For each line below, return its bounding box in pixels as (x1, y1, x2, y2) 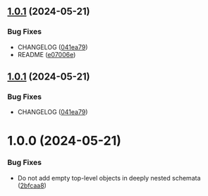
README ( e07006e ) (17, 50, 76, 59)
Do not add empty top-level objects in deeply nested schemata (17, 173, 201, 182)
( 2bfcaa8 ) (17, 181, 47, 190)
